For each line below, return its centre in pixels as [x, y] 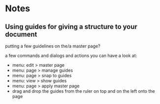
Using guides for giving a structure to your [71, 27]
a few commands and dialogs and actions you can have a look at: [71, 55]
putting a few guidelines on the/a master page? [53, 46]
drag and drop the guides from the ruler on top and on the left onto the [83, 91]
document [21, 34]
